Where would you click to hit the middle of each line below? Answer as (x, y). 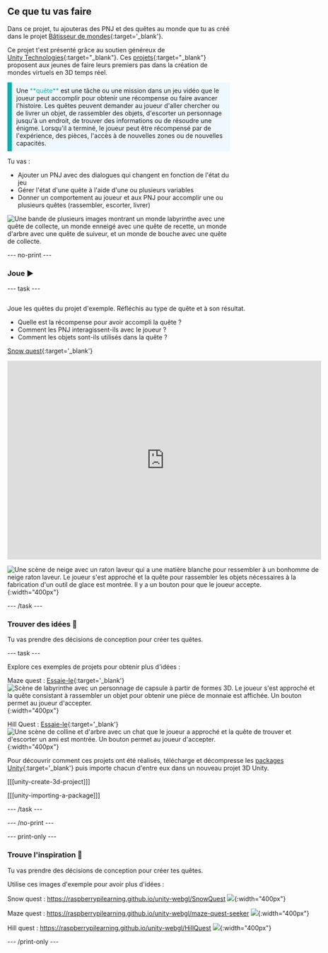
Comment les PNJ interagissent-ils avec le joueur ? (92, 330)
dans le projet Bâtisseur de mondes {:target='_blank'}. (85, 36)
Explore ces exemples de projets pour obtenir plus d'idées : (94, 667)
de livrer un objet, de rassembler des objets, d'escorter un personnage (119, 113)
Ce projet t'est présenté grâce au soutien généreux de (86, 49)
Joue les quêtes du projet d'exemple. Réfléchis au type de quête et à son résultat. (127, 309)
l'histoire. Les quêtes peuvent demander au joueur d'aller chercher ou (118, 105)
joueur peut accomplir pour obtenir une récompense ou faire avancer (117, 98)
